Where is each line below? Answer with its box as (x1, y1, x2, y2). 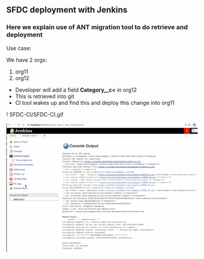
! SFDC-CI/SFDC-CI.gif (6, 110, 64, 118)
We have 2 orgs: (6, 56, 47, 63)
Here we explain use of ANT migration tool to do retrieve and (6, 23, 188, 32)
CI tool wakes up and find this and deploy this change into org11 (15, 99, 175, 106)
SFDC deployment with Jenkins (6, 5, 127, 15)
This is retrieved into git (15, 92, 75, 99)
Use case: (6, 44, 32, 52)
